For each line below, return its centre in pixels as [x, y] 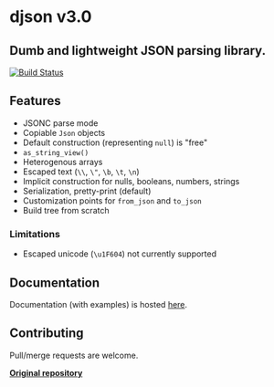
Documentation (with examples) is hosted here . [99, 304]
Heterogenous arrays [63, 162]
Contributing [47, 334]
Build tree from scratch [66, 210]
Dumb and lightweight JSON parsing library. [138, 51]
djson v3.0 [51, 17]
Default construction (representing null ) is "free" [115, 142]
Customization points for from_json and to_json [112, 200]
